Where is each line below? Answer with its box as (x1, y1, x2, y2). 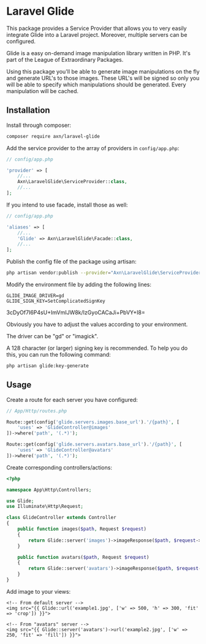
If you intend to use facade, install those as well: (6, 201, 128, 208)
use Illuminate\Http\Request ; (6, 504, 84, 510)
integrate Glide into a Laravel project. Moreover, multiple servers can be (6, 31, 188, 38)
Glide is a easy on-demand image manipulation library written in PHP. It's (6, 49, 191, 56)
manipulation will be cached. (6, 87, 78, 94)
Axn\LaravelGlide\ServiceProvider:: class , (17, 179, 128, 185)
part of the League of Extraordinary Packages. (6, 56, 124, 63)
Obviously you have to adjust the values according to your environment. (6, 320, 188, 328)
